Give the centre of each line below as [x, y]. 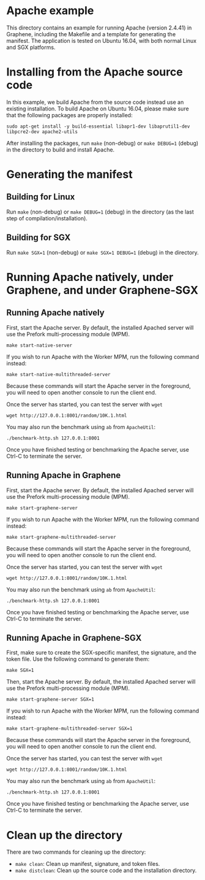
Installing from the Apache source [95, 72]
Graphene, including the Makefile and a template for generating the [91, 34]
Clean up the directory [65, 835]
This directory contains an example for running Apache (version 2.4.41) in [99, 28]
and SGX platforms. [31, 47]
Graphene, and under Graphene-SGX [102, 290]
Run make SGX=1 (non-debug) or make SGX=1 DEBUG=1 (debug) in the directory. [102, 252]
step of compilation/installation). [47, 218]
